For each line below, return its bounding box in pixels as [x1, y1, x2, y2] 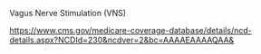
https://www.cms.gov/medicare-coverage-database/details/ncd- [9, 25, 252, 35]
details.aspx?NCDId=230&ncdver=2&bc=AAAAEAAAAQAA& [9, 35, 235, 45]
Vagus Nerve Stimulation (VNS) [9, 8, 127, 18]
